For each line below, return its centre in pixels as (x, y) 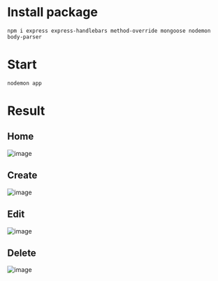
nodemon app (24, 83)
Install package (52, 12)
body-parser (24, 37)
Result (26, 111)
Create (22, 175)
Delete (22, 253)
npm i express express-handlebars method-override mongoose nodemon (109, 31)
